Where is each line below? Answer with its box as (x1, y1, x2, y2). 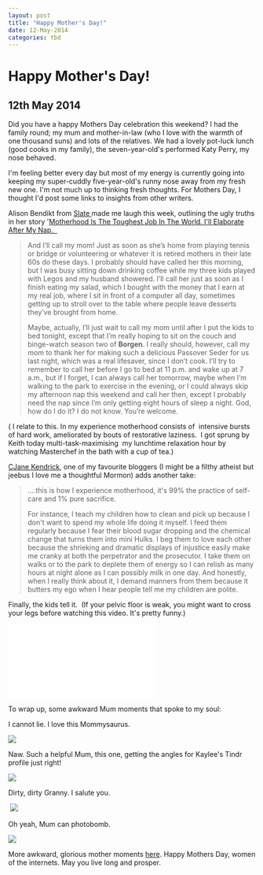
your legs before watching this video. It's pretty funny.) (8, 608, 186, 618)
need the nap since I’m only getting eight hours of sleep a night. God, (27, 399, 251, 408)
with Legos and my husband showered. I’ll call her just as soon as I (27, 274, 244, 284)
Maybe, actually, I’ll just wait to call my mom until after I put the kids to (27, 323, 254, 332)
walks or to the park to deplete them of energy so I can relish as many (27, 560, 254, 569)
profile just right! (8, 758, 61, 768)
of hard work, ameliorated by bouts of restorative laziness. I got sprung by (8, 430, 250, 439)
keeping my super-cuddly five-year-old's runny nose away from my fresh (8, 176, 246, 186)
